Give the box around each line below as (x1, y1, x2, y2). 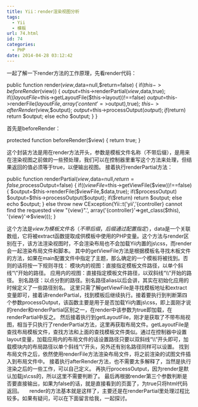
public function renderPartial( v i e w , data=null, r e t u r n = (6, 175, 135, 182)
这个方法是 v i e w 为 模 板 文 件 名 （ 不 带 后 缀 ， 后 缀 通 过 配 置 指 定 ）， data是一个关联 (6, 225, 191, 232)
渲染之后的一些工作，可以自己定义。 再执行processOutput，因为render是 (6, 365, 184, 372)
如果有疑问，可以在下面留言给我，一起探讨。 (22, 395, 130, 402)
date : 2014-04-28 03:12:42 (6, 52, 73, 58)
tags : (6, 14, 20, 20)
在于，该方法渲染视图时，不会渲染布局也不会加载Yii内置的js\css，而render (11, 239, 192, 247)
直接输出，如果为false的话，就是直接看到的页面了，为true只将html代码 (16, 380, 188, 387)
